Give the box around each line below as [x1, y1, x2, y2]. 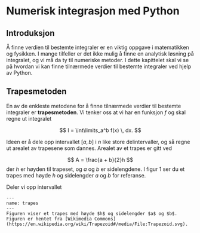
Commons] [94, 216, 116, 222]
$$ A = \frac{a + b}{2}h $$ [67, 156, 134, 163]
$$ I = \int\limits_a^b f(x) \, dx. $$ [59, 127, 141, 134]
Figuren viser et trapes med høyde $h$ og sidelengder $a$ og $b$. [6, 210, 178, 216]
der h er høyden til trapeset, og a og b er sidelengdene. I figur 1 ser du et [6, 165, 185, 173]
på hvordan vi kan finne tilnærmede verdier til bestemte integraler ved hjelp [6, 63, 192, 70]
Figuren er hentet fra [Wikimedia [6, 216, 93, 222]
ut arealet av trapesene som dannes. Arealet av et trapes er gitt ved [6, 145, 172, 152]
